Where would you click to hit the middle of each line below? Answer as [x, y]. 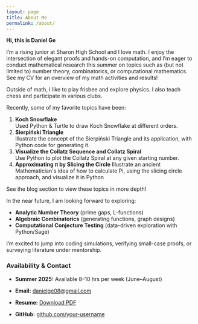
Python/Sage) [32, 232]
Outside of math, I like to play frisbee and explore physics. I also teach [94, 90]
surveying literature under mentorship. [54, 250]
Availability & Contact [39, 266]
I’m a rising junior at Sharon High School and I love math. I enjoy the [90, 52]
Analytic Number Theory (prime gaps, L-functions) [79, 213]
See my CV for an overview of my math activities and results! [82, 78]
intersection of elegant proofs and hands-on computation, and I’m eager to [99, 59]
